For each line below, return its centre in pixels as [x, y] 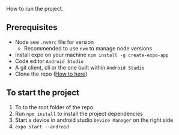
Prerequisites [32, 27]
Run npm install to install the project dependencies [79, 113]
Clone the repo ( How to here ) [51, 74]
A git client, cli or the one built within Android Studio [80, 67]
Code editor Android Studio [49, 61]
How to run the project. [35, 9]
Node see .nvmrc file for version [54, 42]
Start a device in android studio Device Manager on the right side [94, 120]
